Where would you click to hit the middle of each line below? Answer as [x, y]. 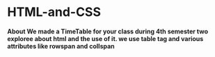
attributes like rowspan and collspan [61, 46]
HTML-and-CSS [54, 12]
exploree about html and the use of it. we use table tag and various [105, 38]
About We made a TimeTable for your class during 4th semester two [108, 31]
